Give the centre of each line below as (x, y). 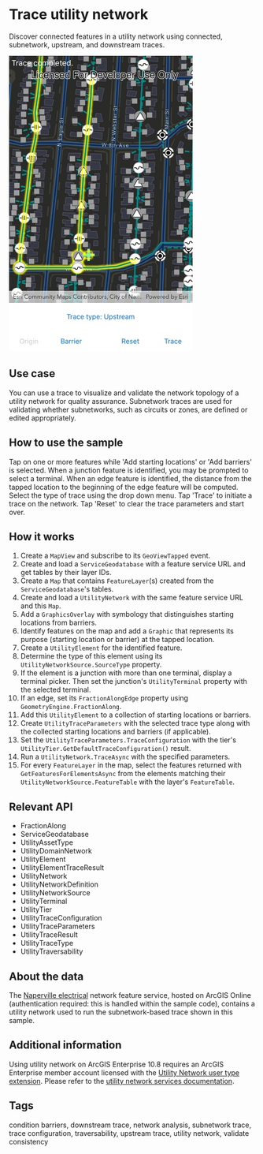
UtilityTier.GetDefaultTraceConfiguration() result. (106, 749)
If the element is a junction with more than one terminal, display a (126, 673)
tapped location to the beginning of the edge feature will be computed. (124, 487)
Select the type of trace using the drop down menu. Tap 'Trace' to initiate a (131, 495)
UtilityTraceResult (49, 935)
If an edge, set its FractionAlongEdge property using (104, 698)
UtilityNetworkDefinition (59, 884)
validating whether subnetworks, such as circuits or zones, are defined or (128, 409)
